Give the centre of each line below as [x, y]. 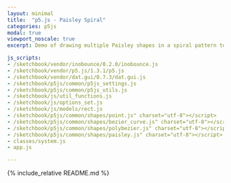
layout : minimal [30, 13]
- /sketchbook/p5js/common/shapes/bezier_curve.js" [82, 122]
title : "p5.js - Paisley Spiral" [57, 20]
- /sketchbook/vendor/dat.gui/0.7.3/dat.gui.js [77, 77]
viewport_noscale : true [41, 39]
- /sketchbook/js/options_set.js [55, 103]
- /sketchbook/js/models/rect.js [55, 109]
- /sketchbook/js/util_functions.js [59, 96]
